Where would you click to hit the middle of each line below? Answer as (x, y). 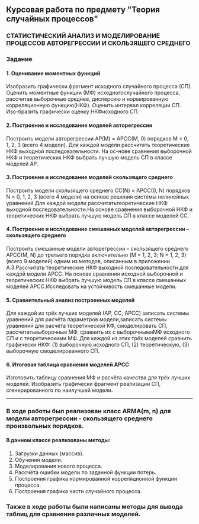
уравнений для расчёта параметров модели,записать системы (86, 319)
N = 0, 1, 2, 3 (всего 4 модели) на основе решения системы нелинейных (98, 196)
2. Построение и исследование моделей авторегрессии (79, 125)
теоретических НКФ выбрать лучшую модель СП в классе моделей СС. (98, 215)
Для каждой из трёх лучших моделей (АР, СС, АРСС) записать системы (98, 313)
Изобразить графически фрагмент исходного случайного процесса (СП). (99, 87)
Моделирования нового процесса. (58, 466)
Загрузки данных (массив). (49, 453)
